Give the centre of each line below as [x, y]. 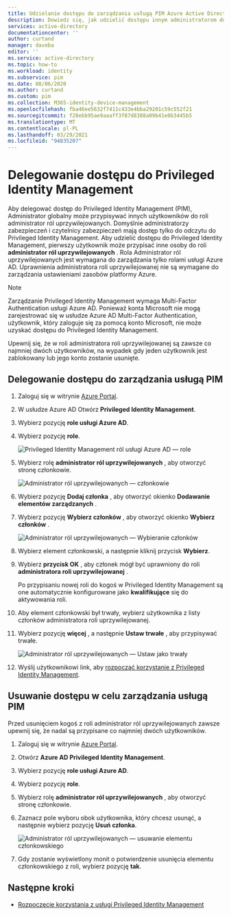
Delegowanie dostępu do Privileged [111, 175]
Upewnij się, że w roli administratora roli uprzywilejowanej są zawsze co [110, 343]
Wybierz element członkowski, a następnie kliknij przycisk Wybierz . [114, 551]
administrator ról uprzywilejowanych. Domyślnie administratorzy [98, 223]
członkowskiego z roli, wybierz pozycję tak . [80, 866]
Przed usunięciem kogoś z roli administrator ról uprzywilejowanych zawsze [114, 723]
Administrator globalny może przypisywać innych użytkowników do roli [108, 216]
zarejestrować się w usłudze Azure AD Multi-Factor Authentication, [102, 316]
